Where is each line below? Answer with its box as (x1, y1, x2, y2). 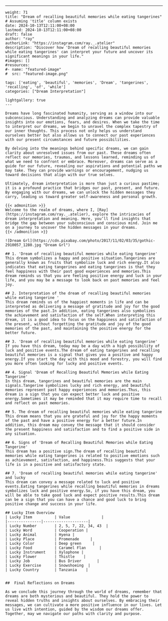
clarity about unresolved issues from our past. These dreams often (5, 150, 151, 156)
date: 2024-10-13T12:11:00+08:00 (5, 23, 75, 28)
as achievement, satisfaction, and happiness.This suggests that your (5, 457, 155, 462)
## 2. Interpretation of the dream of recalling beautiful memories (5, 291, 151, 296)
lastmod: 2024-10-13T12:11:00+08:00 (5, 28, 81, 33)
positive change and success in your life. (5, 502, 97, 507)
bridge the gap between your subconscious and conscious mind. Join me (5, 221, 157, 226)
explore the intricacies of (92, 212, 151, 217)
